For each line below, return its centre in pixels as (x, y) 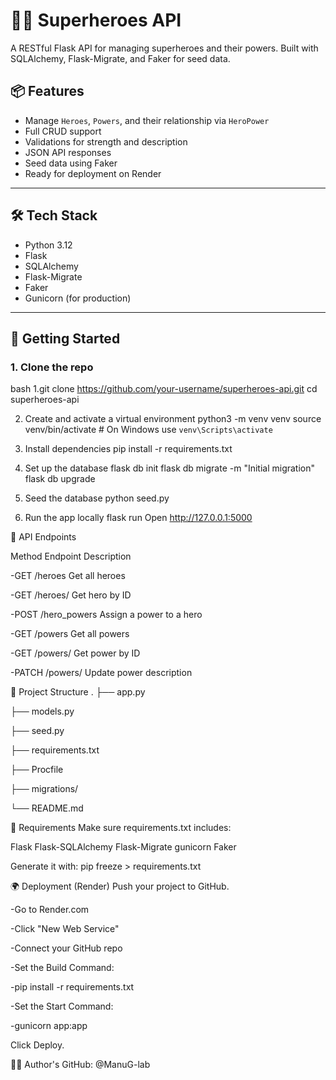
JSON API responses (68, 152)
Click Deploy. (37, 1045)
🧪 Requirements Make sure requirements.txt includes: (121, 828)
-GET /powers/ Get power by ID (75, 653)
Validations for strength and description (106, 141)
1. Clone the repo (52, 367)
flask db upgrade (60, 479)
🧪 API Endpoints (43, 537)
